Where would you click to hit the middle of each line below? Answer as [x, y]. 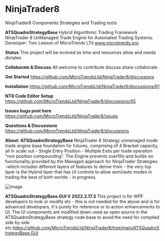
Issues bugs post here [28, 111]
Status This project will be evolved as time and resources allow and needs [81, 52]
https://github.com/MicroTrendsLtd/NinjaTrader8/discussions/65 [71, 101]
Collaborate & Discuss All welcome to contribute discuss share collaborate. [82, 67]
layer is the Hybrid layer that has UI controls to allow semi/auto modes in [79, 172]
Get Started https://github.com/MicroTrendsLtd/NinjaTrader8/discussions [80, 77]
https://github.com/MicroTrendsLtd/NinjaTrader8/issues [62, 116]
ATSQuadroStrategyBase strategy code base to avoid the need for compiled [82, 217]
